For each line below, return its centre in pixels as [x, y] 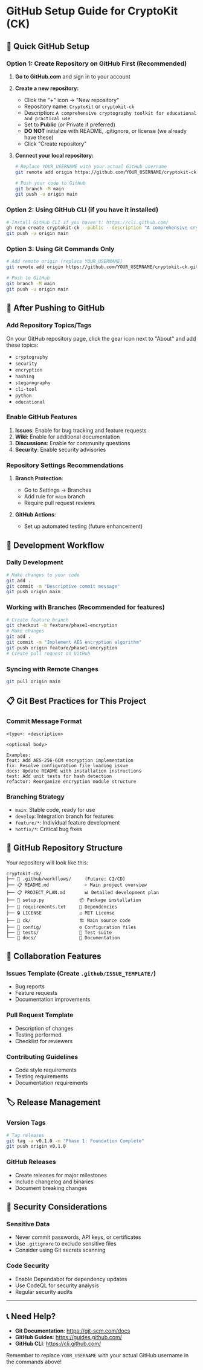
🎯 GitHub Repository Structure [65, 848]
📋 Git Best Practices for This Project [76, 701]
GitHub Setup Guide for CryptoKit [92, 11]
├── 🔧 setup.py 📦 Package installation [74, 900]
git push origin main [34, 592]
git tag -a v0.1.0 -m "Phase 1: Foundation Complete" [76, 1141]
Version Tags [26, 1123]
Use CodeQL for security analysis [57, 1285]
